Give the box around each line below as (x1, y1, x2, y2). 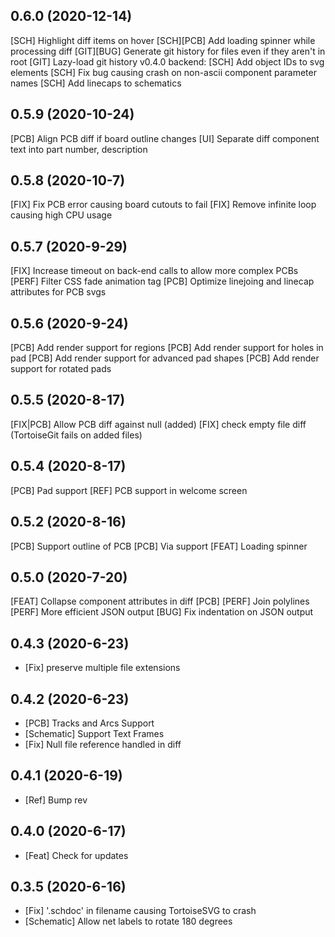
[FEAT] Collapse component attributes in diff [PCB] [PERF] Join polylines (10, 595, 310, 608)
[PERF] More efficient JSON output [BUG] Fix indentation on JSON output (10, 606, 314, 618)
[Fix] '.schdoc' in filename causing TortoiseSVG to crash (24, 905, 257, 917)
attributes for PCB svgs (10, 286, 107, 298)
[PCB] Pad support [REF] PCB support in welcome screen (10, 484, 248, 496)
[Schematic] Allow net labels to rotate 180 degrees (24, 915, 233, 928)
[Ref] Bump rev (24, 794, 88, 806)
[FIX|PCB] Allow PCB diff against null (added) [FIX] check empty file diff (10, 418, 307, 430)
